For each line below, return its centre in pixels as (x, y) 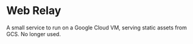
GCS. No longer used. (33, 34)
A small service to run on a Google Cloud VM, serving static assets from (96, 28)
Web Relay (34, 11)
